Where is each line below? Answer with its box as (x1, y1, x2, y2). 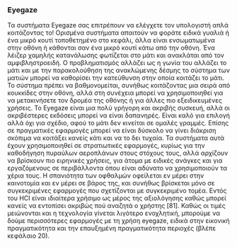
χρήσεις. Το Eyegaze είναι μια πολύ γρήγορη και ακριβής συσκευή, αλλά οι (7, 104, 230, 113)
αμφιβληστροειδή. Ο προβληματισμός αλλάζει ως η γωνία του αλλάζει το (7, 59, 227, 67)
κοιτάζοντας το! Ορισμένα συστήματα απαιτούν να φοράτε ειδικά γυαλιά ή (7, 28, 230, 37)
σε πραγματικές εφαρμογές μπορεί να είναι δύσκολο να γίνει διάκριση (7, 126, 216, 135)
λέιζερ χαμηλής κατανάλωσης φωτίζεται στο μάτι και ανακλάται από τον (7, 51, 225, 59)
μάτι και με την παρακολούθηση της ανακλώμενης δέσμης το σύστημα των (7, 66, 230, 75)
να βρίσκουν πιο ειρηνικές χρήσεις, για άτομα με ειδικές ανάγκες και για (7, 156, 223, 165)
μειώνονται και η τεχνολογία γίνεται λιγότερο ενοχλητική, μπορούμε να (7, 209, 221, 217)
